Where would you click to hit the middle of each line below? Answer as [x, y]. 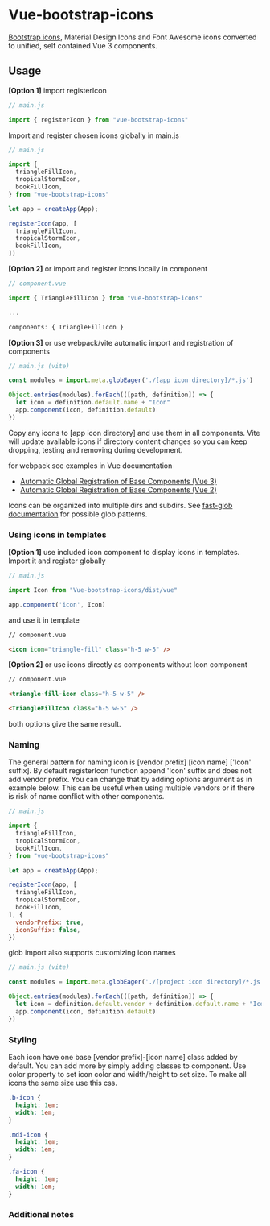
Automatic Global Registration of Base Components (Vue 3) [118, 481]
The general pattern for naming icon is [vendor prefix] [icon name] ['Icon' [130, 762]
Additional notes [41, 1215]
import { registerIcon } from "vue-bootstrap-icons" [98, 120]
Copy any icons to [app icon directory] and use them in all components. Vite [134, 433]
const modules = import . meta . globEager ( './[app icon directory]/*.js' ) [131, 380]
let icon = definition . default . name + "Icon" [93, 403]
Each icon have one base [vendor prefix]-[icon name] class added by [123, 1058]
